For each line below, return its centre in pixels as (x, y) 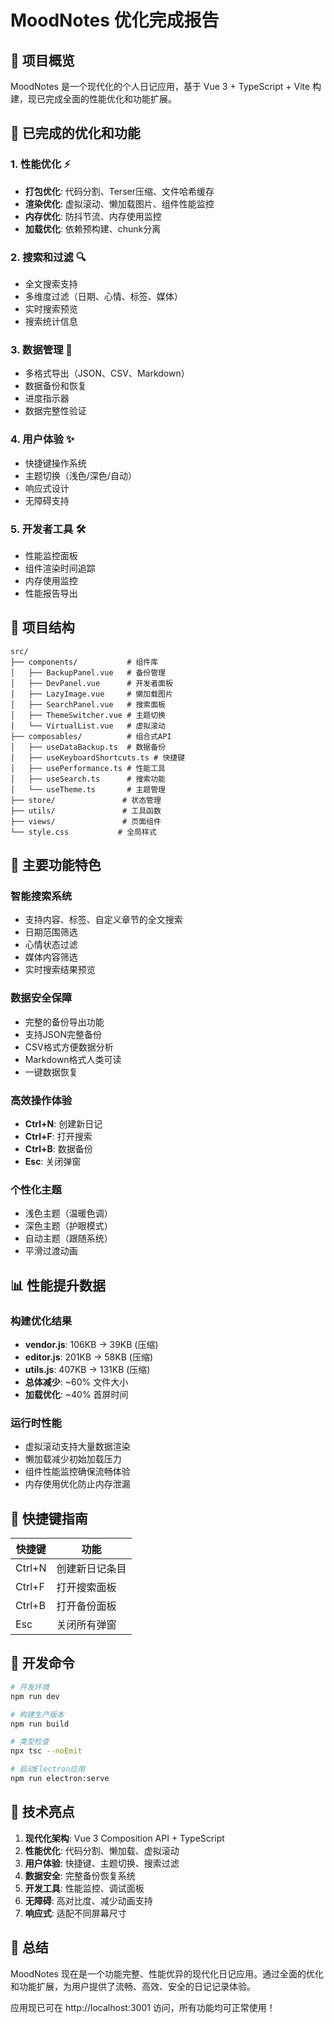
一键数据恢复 (51, 1072)
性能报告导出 (51, 593)
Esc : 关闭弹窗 (53, 1161)
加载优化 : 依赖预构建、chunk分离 (93, 228)
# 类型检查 (30, 1742)
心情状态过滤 (51, 945)
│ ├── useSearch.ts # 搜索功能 (88, 779)
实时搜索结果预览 (60, 970)
